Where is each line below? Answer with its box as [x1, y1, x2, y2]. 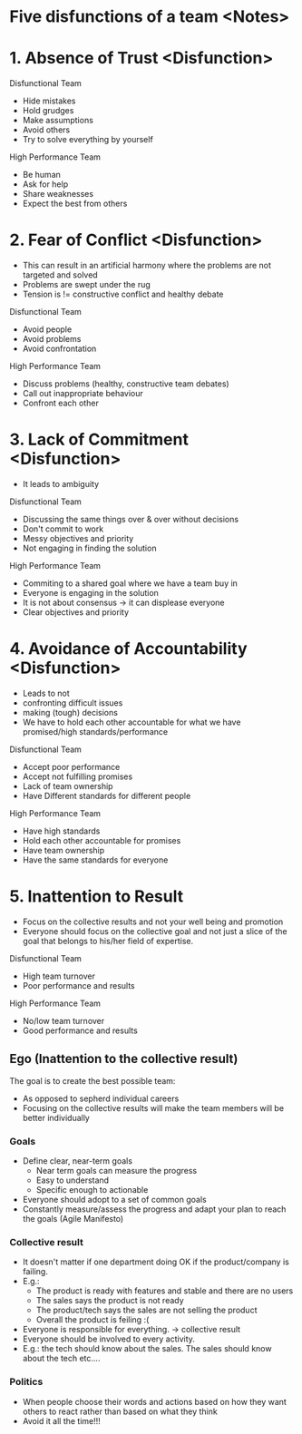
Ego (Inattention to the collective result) [9, 1051, 239, 1067]
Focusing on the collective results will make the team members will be [22, 1102, 284, 1113]
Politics [9, 1376, 44, 1389]
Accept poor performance [22, 761, 121, 772]
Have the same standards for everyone [22, 854, 169, 865]
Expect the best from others [22, 198, 128, 210]
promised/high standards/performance [22, 726, 169, 737]
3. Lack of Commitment [9, 429, 189, 450]
